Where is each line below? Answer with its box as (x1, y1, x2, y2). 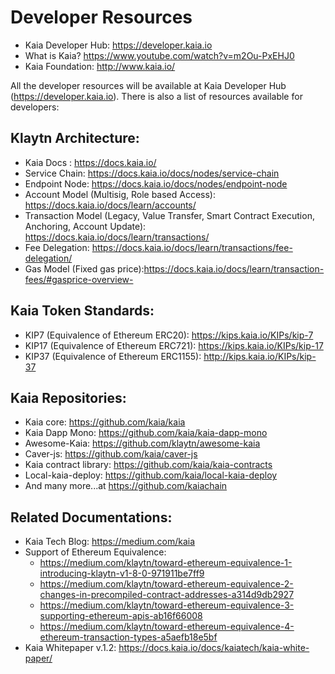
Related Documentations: (10, 509, 173, 526)
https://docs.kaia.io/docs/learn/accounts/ (24, 199, 197, 211)
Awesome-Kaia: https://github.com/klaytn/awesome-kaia (24, 437, 261, 450)
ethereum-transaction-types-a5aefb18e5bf (39, 631, 218, 643)
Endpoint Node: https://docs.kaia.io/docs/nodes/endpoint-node (24, 177, 288, 190)
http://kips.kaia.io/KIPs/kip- (203, 350, 317, 362)
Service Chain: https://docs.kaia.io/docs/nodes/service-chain (24, 167, 280, 179)
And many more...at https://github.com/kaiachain (24, 480, 228, 492)
